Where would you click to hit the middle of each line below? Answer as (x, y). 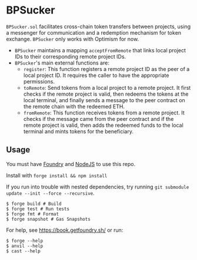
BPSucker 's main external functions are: (62, 63)
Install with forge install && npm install (57, 175)
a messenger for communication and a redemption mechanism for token (94, 32)
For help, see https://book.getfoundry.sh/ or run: (65, 230)
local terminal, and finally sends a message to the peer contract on (104, 100)
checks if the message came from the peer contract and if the (98, 119)
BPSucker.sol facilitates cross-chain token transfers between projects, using (98, 26)
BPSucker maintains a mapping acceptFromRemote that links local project (100, 50)
